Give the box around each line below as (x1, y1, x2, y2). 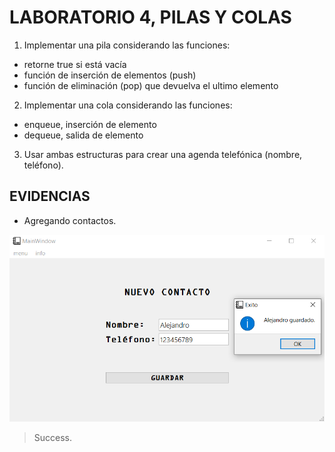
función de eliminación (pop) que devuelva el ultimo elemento (23, 79, 279, 91)
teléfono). (23, 159, 64, 171)
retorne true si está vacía (23, 58, 127, 70)
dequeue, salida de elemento (23, 129, 144, 141)
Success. (33, 431, 73, 443)
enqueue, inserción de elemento (23, 118, 157, 130)
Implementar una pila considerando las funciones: (23, 39, 231, 51)
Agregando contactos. (23, 214, 117, 226)
